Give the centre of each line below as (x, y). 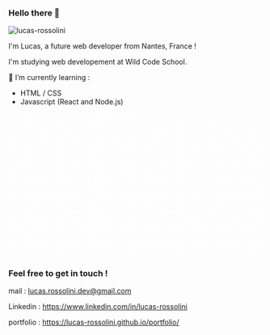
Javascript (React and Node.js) (72, 102)
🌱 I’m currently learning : (49, 78)
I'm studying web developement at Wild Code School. (98, 62)
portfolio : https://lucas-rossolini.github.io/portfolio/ (94, 322)
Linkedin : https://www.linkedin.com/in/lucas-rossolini (98, 307)
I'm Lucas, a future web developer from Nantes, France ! (102, 46)
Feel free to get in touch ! (58, 273)
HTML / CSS (41, 93)
